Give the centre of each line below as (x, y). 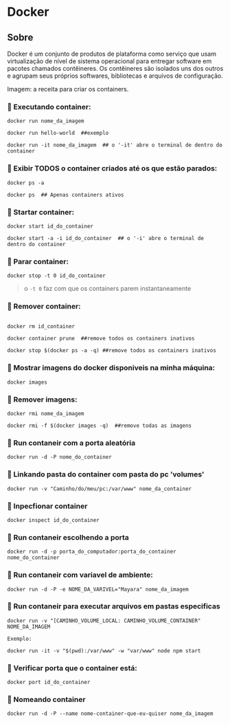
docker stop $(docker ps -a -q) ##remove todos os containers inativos (112, 351)
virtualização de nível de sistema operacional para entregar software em (110, 61)
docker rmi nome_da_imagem (46, 414)
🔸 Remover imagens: (42, 399)
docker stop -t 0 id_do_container (57, 276)
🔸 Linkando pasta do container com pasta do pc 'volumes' (106, 474)
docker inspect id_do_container (53, 520)
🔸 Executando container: (49, 107)
